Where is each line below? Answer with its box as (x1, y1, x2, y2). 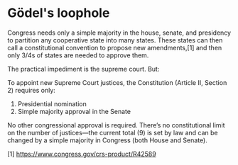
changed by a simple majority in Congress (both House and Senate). (7, 136, 207, 144)
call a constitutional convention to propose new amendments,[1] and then (7, 43, 222, 52)
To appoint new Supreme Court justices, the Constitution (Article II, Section (7, 78, 227, 86)
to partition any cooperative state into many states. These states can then (7, 35, 223, 44)
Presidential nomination (17, 99, 87, 108)
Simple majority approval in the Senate (17, 107, 131, 115)
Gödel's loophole (7, 5, 110, 21)
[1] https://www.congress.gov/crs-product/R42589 (7, 149, 156, 158)
